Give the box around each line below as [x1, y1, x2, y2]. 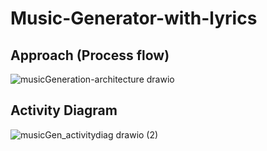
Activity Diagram [10, 102, 118, 119]
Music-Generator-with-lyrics [10, 7, 258, 30]
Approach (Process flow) [10, 47, 170, 64]
